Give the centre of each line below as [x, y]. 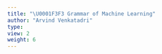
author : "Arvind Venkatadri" [50, 20]
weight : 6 [22, 40]
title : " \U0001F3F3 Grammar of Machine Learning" [82, 14]
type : [15, 27]
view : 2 [19, 33]
